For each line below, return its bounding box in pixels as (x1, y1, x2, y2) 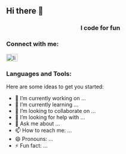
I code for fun (80, 24, 121, 32)
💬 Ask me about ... (14, 120, 60, 127)
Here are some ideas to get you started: (6, 83, 105, 90)
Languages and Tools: (6, 69, 72, 78)
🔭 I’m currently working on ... (14, 94, 86, 101)
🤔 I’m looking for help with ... (14, 113, 85, 121)
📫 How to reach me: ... (14, 127, 72, 134)
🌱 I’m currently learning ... (14, 101, 79, 108)
